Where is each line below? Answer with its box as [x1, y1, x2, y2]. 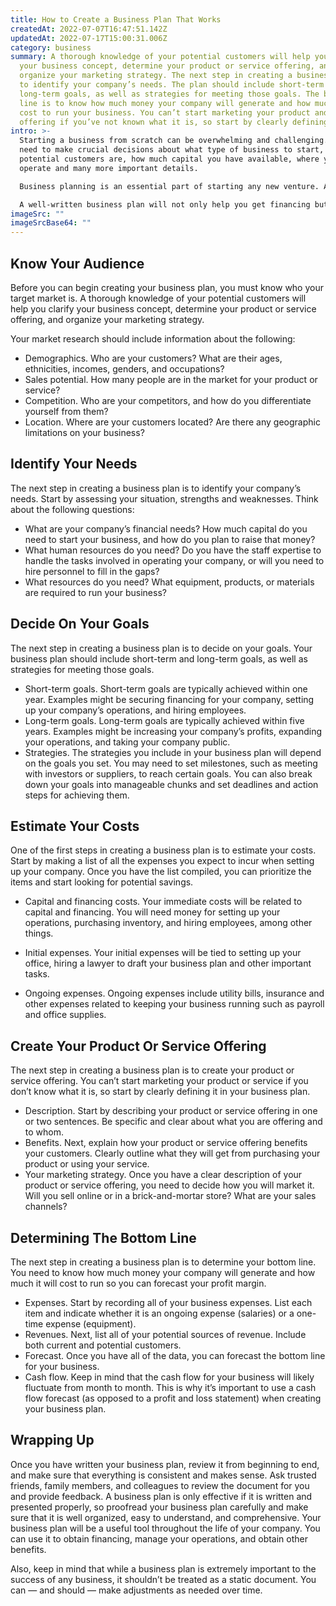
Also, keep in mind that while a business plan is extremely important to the [10, 1562, 317, 1575]
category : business [10, 42, 92, 53]
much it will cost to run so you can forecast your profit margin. [10, 1277, 267, 1289]
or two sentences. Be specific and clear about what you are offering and [24, 1116, 323, 1128]
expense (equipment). [45, 1318, 137, 1330]
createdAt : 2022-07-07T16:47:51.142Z [10, 24, 168, 34]
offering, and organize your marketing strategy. [10, 313, 205, 325]
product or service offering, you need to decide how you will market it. [24, 1179, 315, 1191]
